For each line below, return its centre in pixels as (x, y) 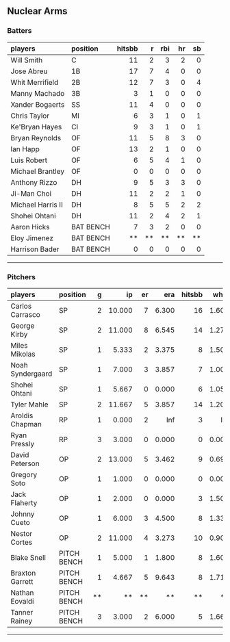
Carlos (21, 306)
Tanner (22, 612)
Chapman (26, 424)
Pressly (23, 444)
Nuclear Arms (37, 11)
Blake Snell (28, 557)
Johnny (23, 514)
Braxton (23, 573)
